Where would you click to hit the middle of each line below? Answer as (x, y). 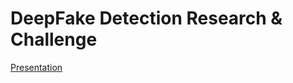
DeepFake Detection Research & (146, 18)
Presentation (36, 67)
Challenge (54, 39)
